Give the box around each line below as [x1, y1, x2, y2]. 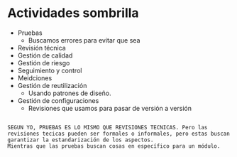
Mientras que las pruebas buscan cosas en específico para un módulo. [7, 142, 221, 150]
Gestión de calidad [17, 51, 73, 60]
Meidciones [17, 73, 53, 82]
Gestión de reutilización [17, 81, 87, 90]
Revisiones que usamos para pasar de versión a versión [28, 104, 192, 112]
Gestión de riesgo [17, 58, 70, 67]
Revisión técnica [17, 43, 66, 52]
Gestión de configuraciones [17, 96, 99, 104]
